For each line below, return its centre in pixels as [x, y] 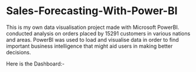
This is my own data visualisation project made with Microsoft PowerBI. [93, 27]
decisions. [19, 52]
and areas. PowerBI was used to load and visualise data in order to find [92, 40]
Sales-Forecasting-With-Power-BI [92, 11]
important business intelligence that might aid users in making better [89, 46]
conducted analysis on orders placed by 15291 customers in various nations [98, 33]
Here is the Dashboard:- [35, 64]
